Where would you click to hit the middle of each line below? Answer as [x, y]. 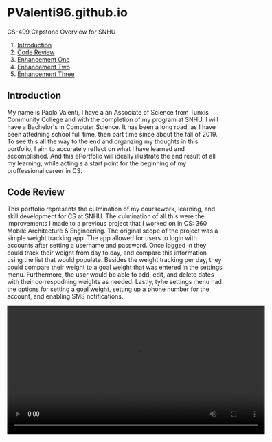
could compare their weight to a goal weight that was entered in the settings [115, 267]
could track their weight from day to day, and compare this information [107, 253]
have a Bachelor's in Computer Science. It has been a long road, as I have [112, 127]
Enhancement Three [46, 74]
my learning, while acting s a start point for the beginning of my [97, 163]
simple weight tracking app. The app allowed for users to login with [102, 237]
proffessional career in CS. [45, 170]
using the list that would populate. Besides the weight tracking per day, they [114, 259]
